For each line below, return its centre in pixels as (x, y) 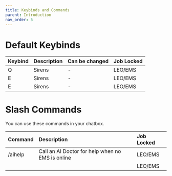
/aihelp (16, 154)
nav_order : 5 (19, 19)
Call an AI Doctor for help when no (80, 151)
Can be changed (88, 61)
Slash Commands (44, 110)
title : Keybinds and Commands (38, 10)
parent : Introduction (28, 15)
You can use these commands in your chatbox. (55, 124)
